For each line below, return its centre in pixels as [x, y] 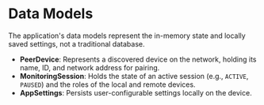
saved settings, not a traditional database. [77, 43]
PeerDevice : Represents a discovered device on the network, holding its [138, 59]
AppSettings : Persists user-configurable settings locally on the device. [136, 92]
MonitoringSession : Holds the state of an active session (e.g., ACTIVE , [134, 76]
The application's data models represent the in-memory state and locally [127, 36]
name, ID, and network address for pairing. [90, 67]
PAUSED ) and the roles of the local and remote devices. [107, 84]
